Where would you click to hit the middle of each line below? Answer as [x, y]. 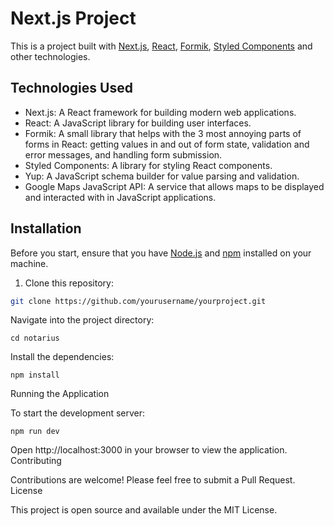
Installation [46, 228]
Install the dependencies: [62, 357]
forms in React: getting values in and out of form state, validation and [167, 144]
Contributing [36, 461]
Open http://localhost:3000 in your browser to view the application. [149, 450]
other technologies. [50, 56]
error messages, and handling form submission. [123, 154]
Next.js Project [73, 18]
